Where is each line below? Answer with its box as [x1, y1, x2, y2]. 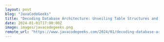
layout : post [5, 7, 32, 12]
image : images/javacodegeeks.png [5, 25, 73, 30]
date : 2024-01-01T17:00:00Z [5, 20, 62, 26]
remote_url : [5, 29, 29, 34]
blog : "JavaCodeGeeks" [5, 12, 51, 16]
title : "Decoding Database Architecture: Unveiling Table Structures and [5, 16, 159, 21]
